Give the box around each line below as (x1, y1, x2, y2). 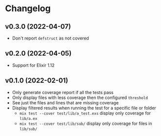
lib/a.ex (19, 116, 38, 121)
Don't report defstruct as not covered (12, 35, 89, 41)
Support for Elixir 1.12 (12, 62, 55, 68)
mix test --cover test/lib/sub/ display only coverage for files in (19, 120, 153, 126)
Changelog (5, 3, 51, 14)
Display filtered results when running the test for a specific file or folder (12, 105, 157, 111)
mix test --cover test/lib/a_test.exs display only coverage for (19, 110, 151, 116)
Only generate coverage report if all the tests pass (12, 89, 114, 95)
